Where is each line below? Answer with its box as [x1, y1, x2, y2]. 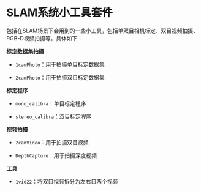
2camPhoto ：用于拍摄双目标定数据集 [15, 73, 105, 81]
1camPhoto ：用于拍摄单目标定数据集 [15, 61, 105, 68]
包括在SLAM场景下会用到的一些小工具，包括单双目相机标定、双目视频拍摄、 [6, 27, 199, 34]
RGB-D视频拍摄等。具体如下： [6, 34, 83, 42]
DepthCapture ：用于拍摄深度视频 [15, 151, 97, 159]
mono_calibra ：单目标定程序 [15, 99, 86, 107]
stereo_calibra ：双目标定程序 [15, 113, 92, 120]
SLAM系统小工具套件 [6, 6, 113, 20]
